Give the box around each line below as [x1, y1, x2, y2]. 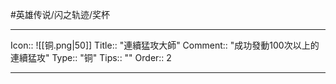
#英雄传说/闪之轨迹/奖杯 [10, 9, 110, 20]
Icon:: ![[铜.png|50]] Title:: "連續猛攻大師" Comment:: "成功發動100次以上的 [10, 39, 320, 51]
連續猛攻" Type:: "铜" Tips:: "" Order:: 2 [10, 52, 172, 63]
